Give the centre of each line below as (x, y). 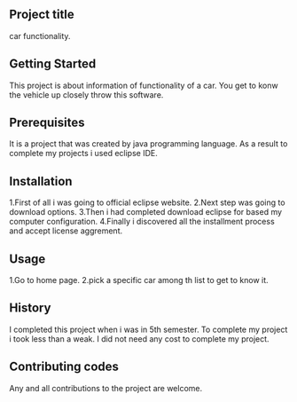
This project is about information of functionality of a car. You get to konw (144, 85)
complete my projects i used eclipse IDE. (83, 154)
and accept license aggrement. (66, 231)
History (30, 308)
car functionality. (40, 35)
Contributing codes (64, 367)
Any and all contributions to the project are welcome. (106, 388)
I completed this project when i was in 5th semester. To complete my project (148, 329)
